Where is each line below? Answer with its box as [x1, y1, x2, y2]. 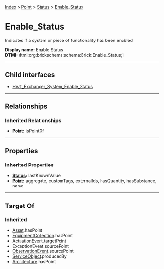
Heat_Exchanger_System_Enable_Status [12, 83, 93, 89]
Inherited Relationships [5, 117, 61, 124]
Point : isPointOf [12, 128, 44, 134]
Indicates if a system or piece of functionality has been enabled [5, 37, 133, 43]
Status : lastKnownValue [12, 173, 61, 179]
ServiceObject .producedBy [12, 253, 67, 259]
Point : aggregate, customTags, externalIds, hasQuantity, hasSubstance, [12, 178, 157, 184]
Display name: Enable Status [5, 46, 63, 53]
